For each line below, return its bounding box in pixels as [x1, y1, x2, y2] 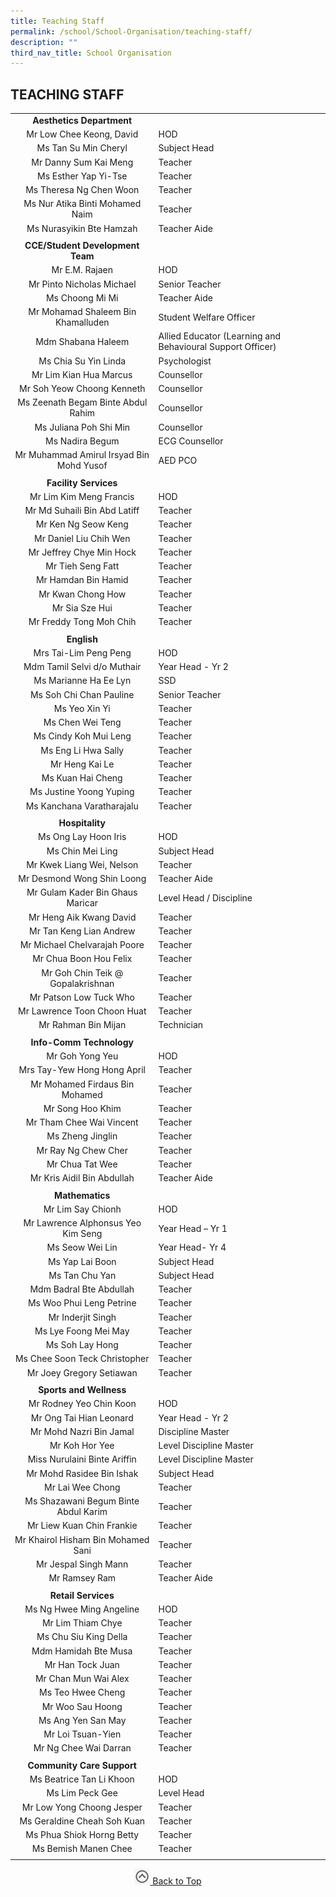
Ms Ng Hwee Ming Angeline [24, 1603, 140, 1615]
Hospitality [58, 817, 106, 829]
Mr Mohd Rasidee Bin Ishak [26, 1467, 139, 1479]
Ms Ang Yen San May [38, 1714, 127, 1726]
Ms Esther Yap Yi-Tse [37, 170, 128, 182]
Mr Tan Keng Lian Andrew [29, 925, 136, 937]
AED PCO [158, 454, 198, 466]
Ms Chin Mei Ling [46, 845, 118, 857]
